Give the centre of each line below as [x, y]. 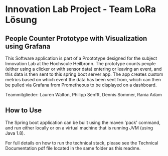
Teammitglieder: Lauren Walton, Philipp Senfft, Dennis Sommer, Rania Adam [83, 95]
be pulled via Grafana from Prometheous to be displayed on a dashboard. [81, 85]
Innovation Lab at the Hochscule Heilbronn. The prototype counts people [80, 63]
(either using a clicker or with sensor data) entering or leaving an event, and [83, 69]
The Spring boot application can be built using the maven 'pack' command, [83, 122]
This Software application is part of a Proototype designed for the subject [81, 58]
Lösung [21, 20]
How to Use [24, 111]
